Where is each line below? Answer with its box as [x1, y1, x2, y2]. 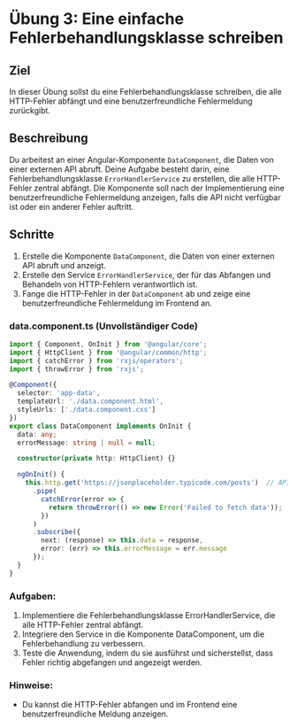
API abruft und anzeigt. [21, 259, 106, 270]
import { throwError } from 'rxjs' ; [9, 364, 144, 374]
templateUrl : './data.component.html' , [17, 397, 164, 407]
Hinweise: [9, 678, 54, 691]
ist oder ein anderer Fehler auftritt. [9, 201, 134, 212]
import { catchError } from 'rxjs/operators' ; [9, 356, 184, 365]
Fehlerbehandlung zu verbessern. [21, 638, 146, 648]
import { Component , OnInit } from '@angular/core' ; [9, 339, 208, 349]
